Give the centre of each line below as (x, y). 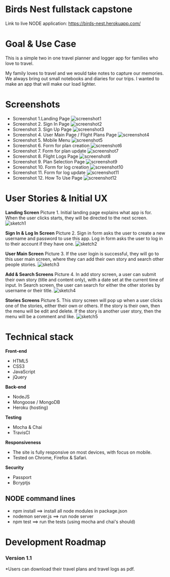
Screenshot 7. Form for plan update (49, 151)
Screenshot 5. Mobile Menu (41, 140)
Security (14, 467)
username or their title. (29, 290)
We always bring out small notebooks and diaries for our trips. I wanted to (82, 78)
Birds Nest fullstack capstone (69, 9)
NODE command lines (40, 499)
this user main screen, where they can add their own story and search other (84, 259)
